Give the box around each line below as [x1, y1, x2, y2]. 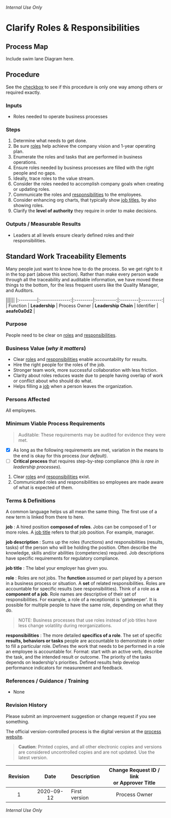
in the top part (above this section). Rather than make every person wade [6, 271, 159, 277]
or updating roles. [13, 186, 50, 192]
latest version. [18, 754, 48, 761]
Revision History [6, 702, 48, 709]
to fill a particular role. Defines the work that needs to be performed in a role [6, 643, 165, 649]
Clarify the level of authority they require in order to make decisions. [13, 208, 158, 214]
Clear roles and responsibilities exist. [13, 473, 90, 479]
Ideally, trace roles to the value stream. [13, 175, 95, 182]
